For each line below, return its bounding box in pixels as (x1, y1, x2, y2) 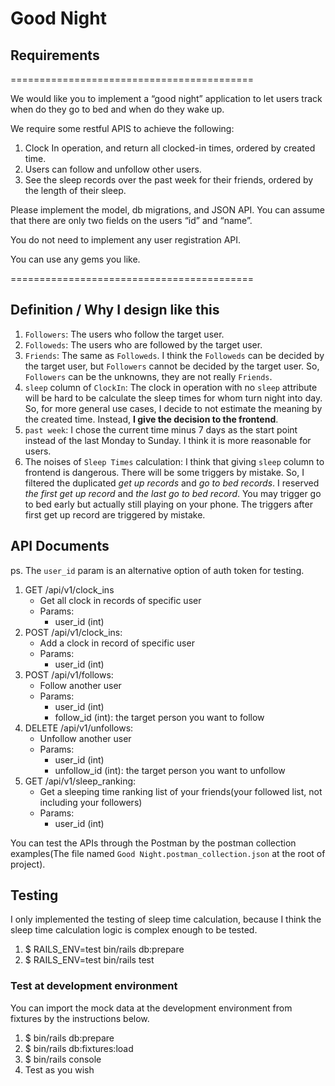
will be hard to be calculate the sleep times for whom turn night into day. (24, 392, 323, 404)
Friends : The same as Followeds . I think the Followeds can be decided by (24, 349, 325, 361)
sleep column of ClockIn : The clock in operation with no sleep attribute (24, 381, 318, 393)
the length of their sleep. (24, 185, 127, 196)
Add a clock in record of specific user (39, 637, 195, 649)
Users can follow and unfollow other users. (24, 163, 202, 175)
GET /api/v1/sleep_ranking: (24, 775, 137, 787)
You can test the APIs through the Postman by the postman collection (10, 837, 297, 849)
